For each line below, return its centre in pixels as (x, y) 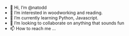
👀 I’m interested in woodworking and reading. (56, 13)
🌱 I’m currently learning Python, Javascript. (54, 18)
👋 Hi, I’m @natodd (28, 8)
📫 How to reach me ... (33, 28)
